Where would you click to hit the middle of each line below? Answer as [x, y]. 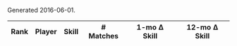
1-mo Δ [150, 27]
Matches [103, 36]
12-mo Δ [202, 27]
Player [46, 32]
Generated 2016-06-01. [41, 10]
